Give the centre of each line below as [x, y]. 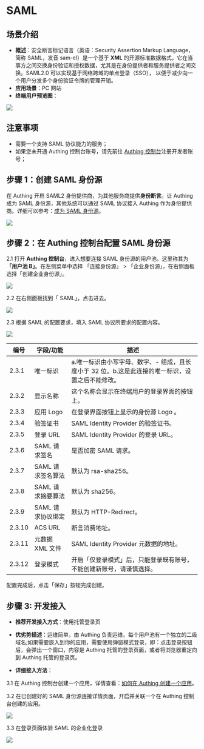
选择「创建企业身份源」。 [37, 274]
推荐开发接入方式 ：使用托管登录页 [58, 622]
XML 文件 [48, 548]
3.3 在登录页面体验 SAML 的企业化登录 [55, 728]
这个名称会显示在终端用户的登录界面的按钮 [132, 392]
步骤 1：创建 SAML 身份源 [54, 180]
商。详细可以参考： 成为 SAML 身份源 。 [55, 210]
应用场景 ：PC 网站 [38, 88]
